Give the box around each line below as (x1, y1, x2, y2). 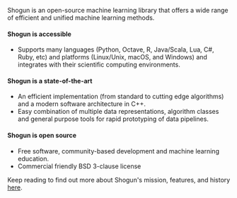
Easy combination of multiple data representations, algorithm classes (17, 107, 219, 116)
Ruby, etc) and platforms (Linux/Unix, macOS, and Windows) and (17, 53, 207, 62)
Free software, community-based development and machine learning (17, 146, 219, 155)
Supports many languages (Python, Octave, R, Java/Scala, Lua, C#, (17, 45, 214, 54)
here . (7, 183, 23, 192)
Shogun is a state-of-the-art (7, 76, 93, 85)
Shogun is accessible (7, 30, 72, 38)
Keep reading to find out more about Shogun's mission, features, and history (7, 175, 231, 184)
